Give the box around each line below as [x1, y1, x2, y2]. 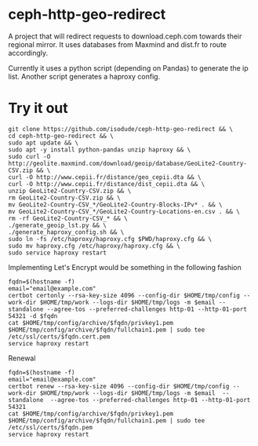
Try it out [8, 100, 68, 117]
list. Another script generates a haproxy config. [8, 71, 161, 81]
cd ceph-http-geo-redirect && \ [8, 132, 114, 140]
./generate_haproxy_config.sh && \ [8, 228, 125, 236]
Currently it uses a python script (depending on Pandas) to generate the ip [8, 63, 249, 72]
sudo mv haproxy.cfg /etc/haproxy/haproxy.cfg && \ [8, 242, 180, 250]
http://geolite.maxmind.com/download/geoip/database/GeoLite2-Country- [8, 159, 247, 167]
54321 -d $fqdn [8, 312, 58, 320]
